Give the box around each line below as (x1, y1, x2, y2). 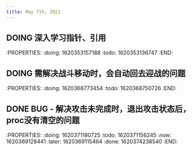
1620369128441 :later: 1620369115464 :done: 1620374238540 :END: (6, 138, 178, 145)
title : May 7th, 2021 (6, 8, 61, 15)
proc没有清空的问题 (6, 115, 80, 125)
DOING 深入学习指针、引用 (6, 33, 106, 43)
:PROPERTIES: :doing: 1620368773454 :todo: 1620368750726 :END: (6, 85, 177, 92)
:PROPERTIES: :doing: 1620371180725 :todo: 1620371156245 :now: (6, 131, 172, 139)
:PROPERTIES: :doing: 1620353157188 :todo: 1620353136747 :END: (6, 49, 173, 56)
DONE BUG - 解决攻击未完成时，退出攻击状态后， (6, 103, 191, 114)
